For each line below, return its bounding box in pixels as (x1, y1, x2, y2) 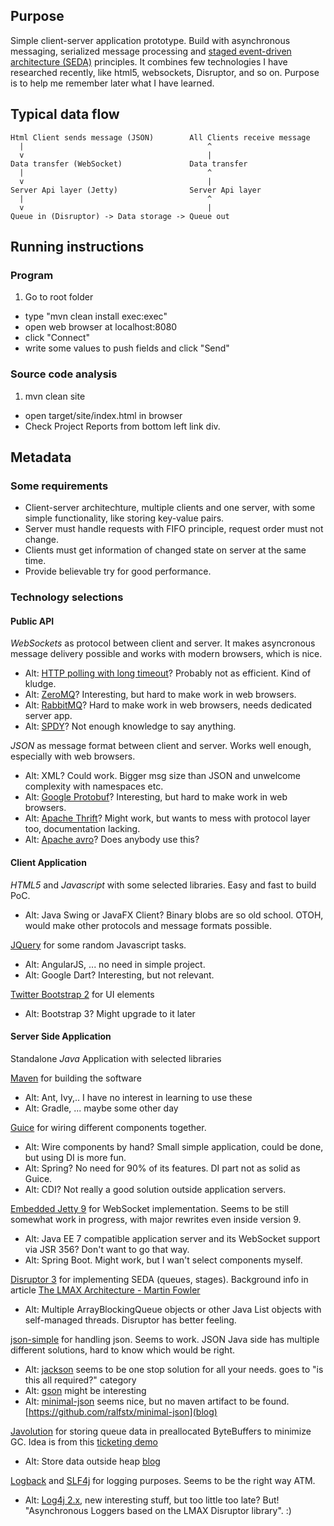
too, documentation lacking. (24, 823, 141, 835)
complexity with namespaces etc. (24, 780, 164, 793)
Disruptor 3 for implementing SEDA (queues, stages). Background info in (10, 1273, 309, 1285)
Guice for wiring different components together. (10, 1121, 207, 1133)
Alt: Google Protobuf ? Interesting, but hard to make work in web (24, 791, 288, 803)
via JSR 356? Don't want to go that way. (24, 1243, 190, 1255)
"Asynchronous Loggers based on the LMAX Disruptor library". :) (24, 1504, 292, 1516)
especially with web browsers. (10, 750, 136, 763)
